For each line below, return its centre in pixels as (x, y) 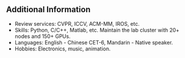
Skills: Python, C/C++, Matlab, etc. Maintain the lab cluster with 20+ (97, 30)
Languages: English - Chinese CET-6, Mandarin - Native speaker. (94, 42)
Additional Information (48, 10)
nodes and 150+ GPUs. (42, 36)
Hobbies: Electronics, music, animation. (62, 49)
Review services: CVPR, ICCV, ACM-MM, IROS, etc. (77, 23)
